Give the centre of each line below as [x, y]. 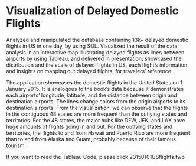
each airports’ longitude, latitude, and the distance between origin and [92, 95]
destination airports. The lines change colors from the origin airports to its [96, 101]
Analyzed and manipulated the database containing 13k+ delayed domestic [97, 40]
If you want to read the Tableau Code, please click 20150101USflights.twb [95, 157]
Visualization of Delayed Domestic [92, 11]
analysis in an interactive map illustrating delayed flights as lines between [95, 52]
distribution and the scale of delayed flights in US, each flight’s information [97, 65]
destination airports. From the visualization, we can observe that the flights [97, 108]
